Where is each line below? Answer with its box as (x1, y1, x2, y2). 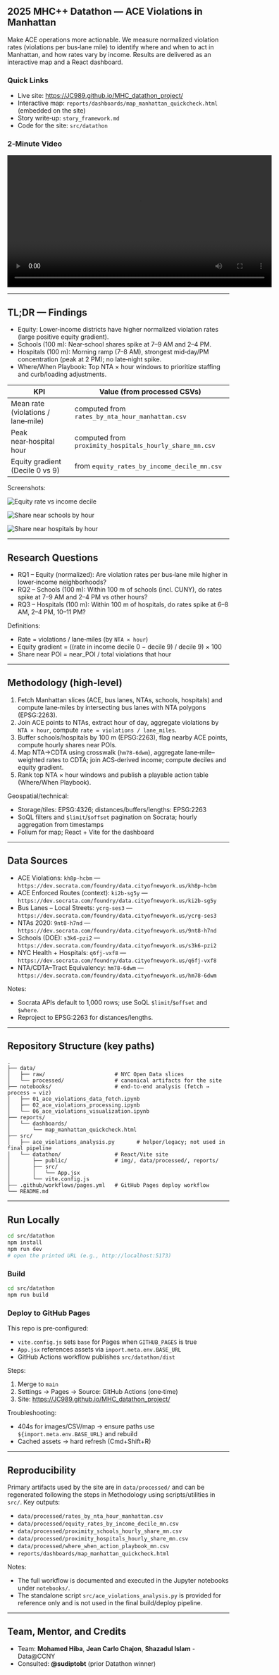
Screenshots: (7, 484, 46, 492)
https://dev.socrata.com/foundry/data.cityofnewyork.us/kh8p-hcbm (17, 882, 217, 890)
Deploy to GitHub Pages (7, 1308, 90, 1318)
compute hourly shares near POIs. (17, 740, 118, 749)
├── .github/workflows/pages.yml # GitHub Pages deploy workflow (7, 1182, 210, 1189)
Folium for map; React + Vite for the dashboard (17, 828, 154, 836)
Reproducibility (7, 1464, 76, 1476)
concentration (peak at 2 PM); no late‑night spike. (17, 355, 162, 363)
